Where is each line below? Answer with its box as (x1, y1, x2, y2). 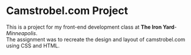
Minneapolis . (6, 29, 38, 36)
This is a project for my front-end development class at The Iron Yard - (6, 23, 177, 30)
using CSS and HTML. (6, 42, 60, 49)
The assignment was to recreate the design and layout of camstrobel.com (6, 36, 186, 43)
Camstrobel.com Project (6, 4, 129, 18)
